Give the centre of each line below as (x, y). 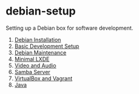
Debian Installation (38, 39)
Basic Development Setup (47, 46)
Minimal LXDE (32, 59)
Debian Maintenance (40, 52)
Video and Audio (35, 65)
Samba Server (32, 72)
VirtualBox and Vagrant (43, 78)
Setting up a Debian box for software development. (69, 28)
